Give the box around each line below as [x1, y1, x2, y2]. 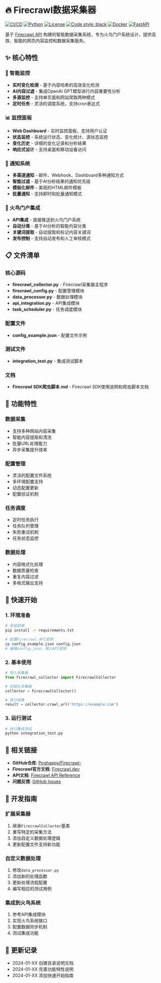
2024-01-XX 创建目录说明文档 [12, 960, 74, 966]
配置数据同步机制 [12, 924, 48, 930]
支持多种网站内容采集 [12, 428, 56, 434]
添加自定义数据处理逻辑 [12, 835, 60, 841]
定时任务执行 [12, 517, 39, 523]
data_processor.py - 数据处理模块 [12, 294, 83, 300]
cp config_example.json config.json [5, 641, 81, 646]
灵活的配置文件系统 [12, 472, 52, 478]
